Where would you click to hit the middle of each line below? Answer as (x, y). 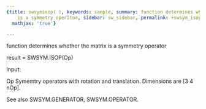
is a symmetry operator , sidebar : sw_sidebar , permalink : (93, 18)
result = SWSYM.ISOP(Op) (40, 58)
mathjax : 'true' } (34, 23)
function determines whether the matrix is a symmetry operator (86, 46)
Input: (14, 69)
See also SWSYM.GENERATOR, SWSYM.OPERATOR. (73, 100)
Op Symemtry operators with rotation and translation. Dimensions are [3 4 (100, 81)
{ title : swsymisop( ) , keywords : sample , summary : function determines (100, 12)
